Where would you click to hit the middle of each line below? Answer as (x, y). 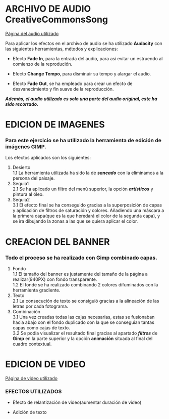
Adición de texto (30, 412)
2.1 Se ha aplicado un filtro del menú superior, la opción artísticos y (83, 189)
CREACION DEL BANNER (58, 242)
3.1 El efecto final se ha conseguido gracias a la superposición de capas (87, 205)
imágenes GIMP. (26, 147)
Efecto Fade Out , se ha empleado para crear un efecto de (72, 83)
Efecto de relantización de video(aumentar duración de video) (77, 402)
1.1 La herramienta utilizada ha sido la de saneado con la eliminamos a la (88, 173)
